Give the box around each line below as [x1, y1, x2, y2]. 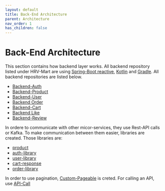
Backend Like [12, 110, 40, 116]
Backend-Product [12, 89, 48, 95]
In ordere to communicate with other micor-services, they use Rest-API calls [5, 125, 160, 131]
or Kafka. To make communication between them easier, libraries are [5, 130, 145, 136]
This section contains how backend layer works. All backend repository [5, 63, 150, 69]
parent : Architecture [5, 16, 50, 21]
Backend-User [12, 94, 42, 100]
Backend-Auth [12, 84, 42, 90]
